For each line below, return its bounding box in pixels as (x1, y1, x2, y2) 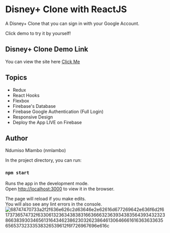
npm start (5, 170, 29, 176)
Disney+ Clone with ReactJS (5, 4, 127, 15)
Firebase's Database (12, 103, 56, 109)
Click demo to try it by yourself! (5, 30, 71, 36)
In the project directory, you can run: (5, 157, 82, 163)
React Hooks (12, 92, 40, 98)
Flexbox (12, 98, 29, 104)
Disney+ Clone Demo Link (5, 45, 89, 54)
